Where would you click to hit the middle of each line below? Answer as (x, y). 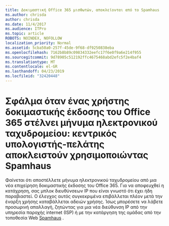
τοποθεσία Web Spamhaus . (35, 218)
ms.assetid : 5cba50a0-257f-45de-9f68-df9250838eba (60, 48)
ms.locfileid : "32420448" (32, 76)
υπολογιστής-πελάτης (55, 144)
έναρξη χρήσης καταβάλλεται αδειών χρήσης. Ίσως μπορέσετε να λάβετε (84, 202)
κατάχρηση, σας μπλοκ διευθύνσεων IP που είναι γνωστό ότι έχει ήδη (79, 190)
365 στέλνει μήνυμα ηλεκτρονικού (81, 123)
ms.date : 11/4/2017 (26, 24)
